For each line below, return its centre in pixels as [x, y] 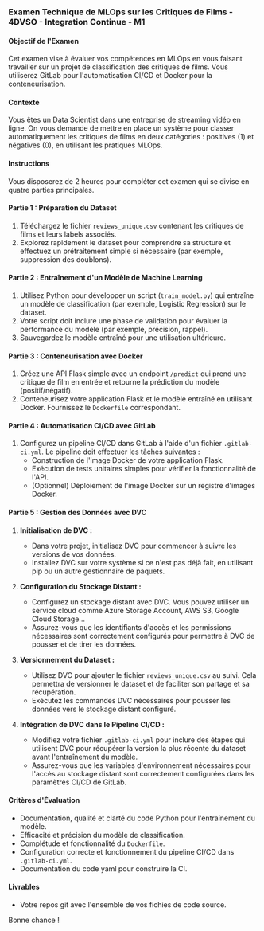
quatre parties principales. [51, 190]
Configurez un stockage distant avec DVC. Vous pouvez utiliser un [140, 602]
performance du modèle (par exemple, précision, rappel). [114, 329]
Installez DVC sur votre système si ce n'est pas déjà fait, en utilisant [142, 562]
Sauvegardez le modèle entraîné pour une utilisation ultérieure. [123, 338]
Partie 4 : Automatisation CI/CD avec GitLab [82, 425]
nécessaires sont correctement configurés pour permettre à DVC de [143, 636]
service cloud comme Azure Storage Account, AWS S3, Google [135, 610]
